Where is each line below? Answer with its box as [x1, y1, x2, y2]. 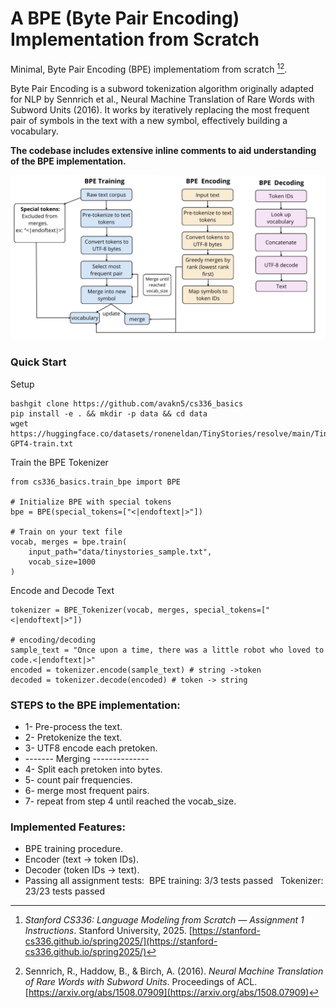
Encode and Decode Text [10, 584, 115, 596]
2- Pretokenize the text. [24, 732, 123, 743]
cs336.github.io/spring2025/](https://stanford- [24, 935, 218, 947]
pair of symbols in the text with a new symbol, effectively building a [10, 114, 288, 126]
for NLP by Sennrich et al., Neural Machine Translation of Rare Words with [10, 93, 315, 105]
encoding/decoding [19, 635, 97, 645]
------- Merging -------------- [24, 753, 150, 764]
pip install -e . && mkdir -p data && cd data [10, 408, 208, 419]
